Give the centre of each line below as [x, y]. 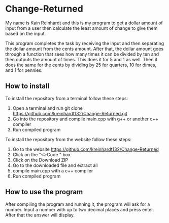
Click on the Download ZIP [40, 160]
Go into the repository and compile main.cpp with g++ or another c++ [86, 119]
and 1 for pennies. [24, 70]
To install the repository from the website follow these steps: [69, 139]
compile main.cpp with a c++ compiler [53, 170]
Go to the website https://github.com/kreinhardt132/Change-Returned [86, 149]
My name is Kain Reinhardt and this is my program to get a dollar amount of [84, 23]
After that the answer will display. [40, 215]
